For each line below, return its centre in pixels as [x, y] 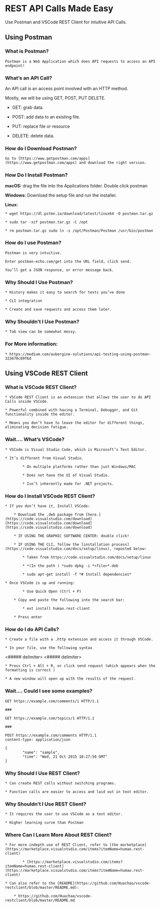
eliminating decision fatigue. [37, 427]
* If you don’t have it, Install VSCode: [48, 506]
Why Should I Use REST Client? [43, 773]
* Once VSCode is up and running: [40, 583]
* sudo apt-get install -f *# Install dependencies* [77, 574]
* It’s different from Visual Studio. [44, 458]
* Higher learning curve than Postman [44, 823]
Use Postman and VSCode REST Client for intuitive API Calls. [66, 22]
